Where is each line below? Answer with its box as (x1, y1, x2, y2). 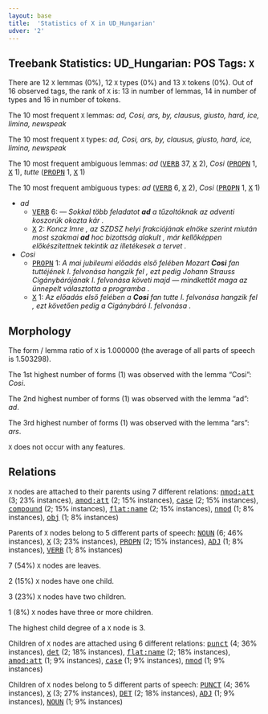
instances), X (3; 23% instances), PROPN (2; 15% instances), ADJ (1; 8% (8, 536, 244, 546)
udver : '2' (8, 27, 45, 35)
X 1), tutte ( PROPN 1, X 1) (8, 167, 86, 177)
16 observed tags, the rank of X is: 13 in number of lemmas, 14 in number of (8, 86, 257, 96)
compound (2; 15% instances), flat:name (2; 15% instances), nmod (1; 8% (8, 503, 255, 513)
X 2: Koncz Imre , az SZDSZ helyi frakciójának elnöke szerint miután (31, 224, 258, 234)
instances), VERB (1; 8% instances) (8, 544, 123, 555)
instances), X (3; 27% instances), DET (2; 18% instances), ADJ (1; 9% (8, 688, 235, 698)
